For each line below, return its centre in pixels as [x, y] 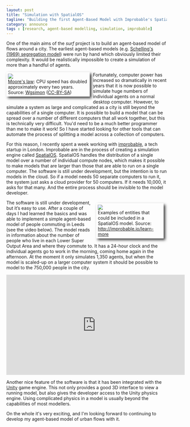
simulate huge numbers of [120, 91]
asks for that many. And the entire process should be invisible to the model [85, 188]
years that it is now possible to [125, 86]
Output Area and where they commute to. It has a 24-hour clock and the [82, 246]
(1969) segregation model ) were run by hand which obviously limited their [84, 54]
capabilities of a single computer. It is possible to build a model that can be [85, 113]
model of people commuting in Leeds [46, 224]
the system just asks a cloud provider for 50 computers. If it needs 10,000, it [86, 182]
